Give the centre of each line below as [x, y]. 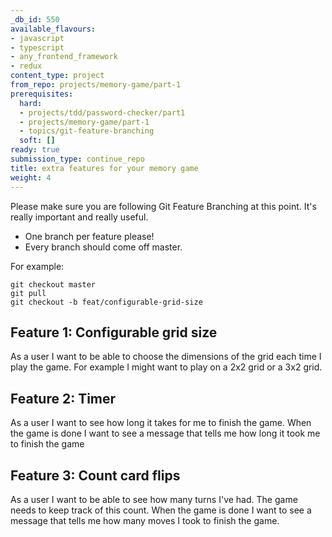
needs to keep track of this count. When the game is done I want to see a [161, 510]
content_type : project [57, 76]
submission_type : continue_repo [77, 159]
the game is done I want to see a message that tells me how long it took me [165, 433]
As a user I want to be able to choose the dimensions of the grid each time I [166, 357]
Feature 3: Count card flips [95, 475]
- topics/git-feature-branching [87, 131]
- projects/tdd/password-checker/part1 [102, 112]
